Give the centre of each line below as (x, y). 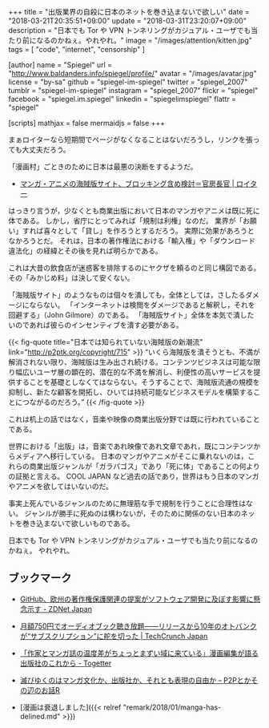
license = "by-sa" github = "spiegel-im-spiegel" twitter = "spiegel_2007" (128, 82)
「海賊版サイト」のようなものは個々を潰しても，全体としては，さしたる (127, 295)
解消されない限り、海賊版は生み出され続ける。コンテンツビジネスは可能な (131, 362)
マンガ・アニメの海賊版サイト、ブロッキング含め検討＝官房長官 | (127, 184)
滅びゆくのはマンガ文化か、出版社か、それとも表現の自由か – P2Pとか (135, 680)
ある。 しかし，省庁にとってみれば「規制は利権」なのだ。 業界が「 (132, 220)
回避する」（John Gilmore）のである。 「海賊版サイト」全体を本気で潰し (128, 315)
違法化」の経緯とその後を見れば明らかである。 (85, 251)
